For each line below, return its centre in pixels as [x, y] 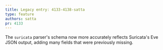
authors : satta [21, 19]
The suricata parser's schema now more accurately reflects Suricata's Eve [82, 37]
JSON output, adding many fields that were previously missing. [69, 43]
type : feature [20, 14]
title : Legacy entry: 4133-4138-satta [45, 10]
